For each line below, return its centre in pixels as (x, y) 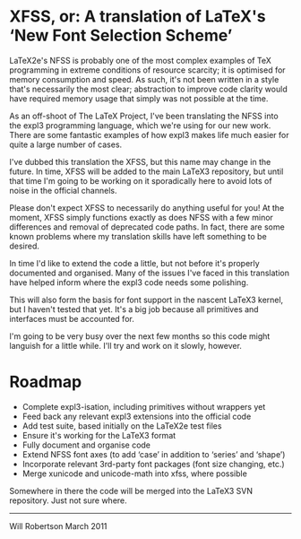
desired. (25, 246)
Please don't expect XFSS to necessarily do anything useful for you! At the (147, 207)
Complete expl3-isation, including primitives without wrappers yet (144, 406)
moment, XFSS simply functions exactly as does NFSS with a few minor (141, 217)
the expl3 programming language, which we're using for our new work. (140, 125)
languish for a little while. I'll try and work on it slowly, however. (125, 345)
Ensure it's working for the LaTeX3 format (99, 435)
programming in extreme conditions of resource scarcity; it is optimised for (147, 70)
